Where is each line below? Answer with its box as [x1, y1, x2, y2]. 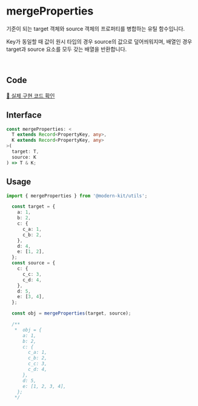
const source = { [12, 260, 56, 266]
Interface [6, 110, 42, 121]
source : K [12, 154, 36, 160]
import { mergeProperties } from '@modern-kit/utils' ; [6, 193, 148, 199]
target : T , [12, 148, 39, 155]
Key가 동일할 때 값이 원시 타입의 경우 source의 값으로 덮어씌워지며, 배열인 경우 [6, 38, 193, 45]
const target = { [12, 204, 56, 210]
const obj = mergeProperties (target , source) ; [12, 310, 131, 316]
